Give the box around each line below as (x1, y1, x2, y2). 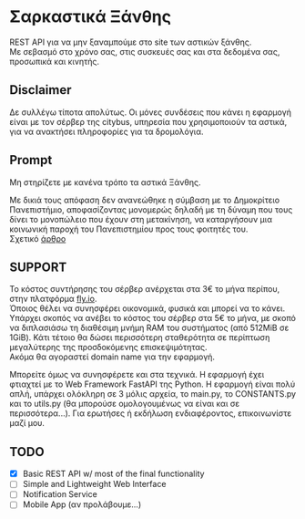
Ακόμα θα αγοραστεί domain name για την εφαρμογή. (9, 351, 216, 362)
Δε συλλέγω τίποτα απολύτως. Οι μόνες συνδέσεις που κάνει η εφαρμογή (9, 107, 291, 118)
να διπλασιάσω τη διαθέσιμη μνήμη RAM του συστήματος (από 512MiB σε (9, 322, 290, 334)
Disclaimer (9, 82, 72, 98)
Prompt (9, 152, 53, 168)
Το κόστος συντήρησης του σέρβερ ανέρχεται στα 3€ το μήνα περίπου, (9, 284, 280, 295)
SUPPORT (9, 259, 67, 275)
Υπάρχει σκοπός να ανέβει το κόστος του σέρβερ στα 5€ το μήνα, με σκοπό (9, 313, 296, 324)
